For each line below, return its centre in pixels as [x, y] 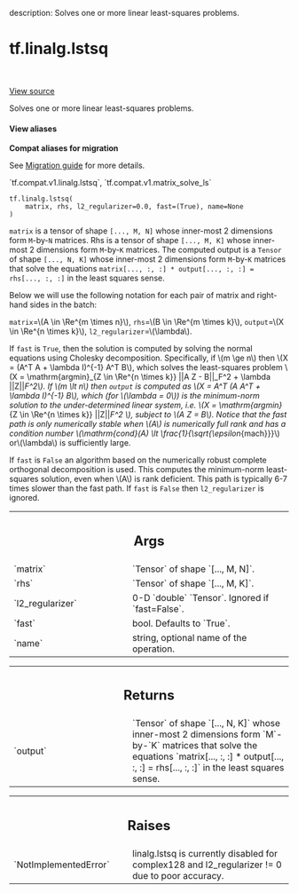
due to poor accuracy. [178, 875]
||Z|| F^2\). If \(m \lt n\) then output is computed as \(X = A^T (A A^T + [135, 386]
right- [267, 296]
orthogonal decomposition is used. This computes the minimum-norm [137, 470]
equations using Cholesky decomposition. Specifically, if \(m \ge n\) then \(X [149, 358]
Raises [149, 825]
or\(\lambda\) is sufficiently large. [70, 443]
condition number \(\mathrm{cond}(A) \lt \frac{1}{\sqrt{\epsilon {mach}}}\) [145, 433]
